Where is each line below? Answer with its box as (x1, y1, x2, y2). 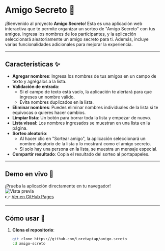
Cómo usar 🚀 (5, 214, 45, 222)
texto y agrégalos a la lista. (12, 78, 67, 84)
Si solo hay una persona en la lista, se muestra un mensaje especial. (19, 146, 158, 152)
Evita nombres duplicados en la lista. (19, 99, 94, 105)
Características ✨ (5, 60, 60, 68)
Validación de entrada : (12, 83, 60, 90)
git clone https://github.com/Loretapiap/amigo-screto (12, 237, 127, 242)
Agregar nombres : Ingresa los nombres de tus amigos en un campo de (12, 73, 157, 79)
